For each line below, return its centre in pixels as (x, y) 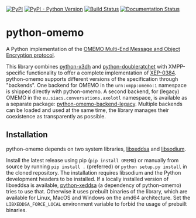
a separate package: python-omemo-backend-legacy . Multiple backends (94, 104)
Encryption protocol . (31, 55)
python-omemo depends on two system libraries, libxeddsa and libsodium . (96, 149)
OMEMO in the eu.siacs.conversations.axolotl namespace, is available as (97, 97)
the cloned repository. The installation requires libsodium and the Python (94, 172)
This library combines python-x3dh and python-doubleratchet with (87, 66)
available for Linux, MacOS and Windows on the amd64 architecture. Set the (98, 197)
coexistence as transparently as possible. (56, 116)
